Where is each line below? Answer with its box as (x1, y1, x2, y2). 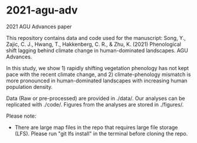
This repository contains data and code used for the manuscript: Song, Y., (6, 34, 186, 41)
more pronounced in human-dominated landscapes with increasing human (6, 77, 188, 84)
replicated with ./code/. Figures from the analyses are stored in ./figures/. (6, 101, 184, 108)
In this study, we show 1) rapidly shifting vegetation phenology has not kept (6, 64, 189, 71)
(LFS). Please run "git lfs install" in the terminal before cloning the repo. (14, 130, 188, 137)
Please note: (6, 112, 37, 119)
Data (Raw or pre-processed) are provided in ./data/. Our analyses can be (6, 95, 185, 102)
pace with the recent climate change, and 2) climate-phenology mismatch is (6, 71, 191, 78)
